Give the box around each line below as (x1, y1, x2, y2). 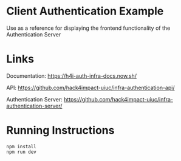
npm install (6, 143, 36, 149)
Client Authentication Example (6, 4, 164, 18)
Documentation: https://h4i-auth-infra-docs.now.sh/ (6, 72, 137, 80)
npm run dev (6, 149, 36, 155)
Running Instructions (6, 123, 115, 137)
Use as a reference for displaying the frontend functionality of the (6, 24, 171, 32)
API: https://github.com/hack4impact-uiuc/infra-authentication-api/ (6, 84, 175, 91)
